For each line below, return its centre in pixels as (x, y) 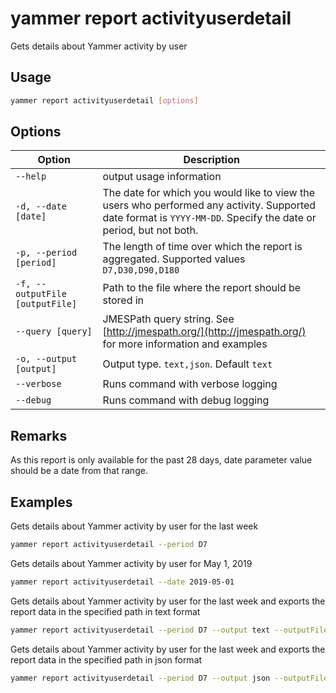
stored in (123, 300)
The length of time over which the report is (202, 247)
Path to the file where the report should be (202, 288)
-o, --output (46, 359)
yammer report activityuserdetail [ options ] (104, 100)
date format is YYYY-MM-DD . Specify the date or (209, 218)
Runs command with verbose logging (190, 384)
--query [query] (54, 331)
